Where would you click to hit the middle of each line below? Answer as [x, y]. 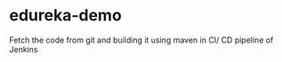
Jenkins [24, 49]
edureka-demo [65, 15]
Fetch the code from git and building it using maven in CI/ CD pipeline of [141, 40]
